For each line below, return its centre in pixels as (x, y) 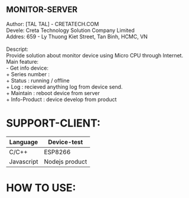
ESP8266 (57, 152)
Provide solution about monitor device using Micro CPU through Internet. (95, 55)
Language (24, 142)
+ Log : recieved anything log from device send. (64, 87)
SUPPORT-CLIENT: (53, 123)
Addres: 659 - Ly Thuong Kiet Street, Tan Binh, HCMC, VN (77, 36)
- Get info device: (27, 68)
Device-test (66, 142)
